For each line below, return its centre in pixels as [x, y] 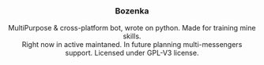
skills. [132, 36]
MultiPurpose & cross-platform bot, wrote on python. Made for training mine [132, 28]
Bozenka [132, 11]
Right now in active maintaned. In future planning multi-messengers [132, 45]
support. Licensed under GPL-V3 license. [132, 53]
